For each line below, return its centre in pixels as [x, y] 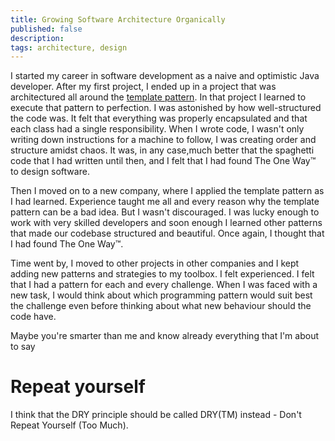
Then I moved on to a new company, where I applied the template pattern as [167, 191]
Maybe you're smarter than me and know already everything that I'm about [164, 336]
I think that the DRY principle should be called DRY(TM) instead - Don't [156, 415]
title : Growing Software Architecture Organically [118, 19]
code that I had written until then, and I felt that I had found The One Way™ [163, 161]
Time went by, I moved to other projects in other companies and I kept [155, 263]
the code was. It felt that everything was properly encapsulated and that [159, 118]
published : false [46, 29]
